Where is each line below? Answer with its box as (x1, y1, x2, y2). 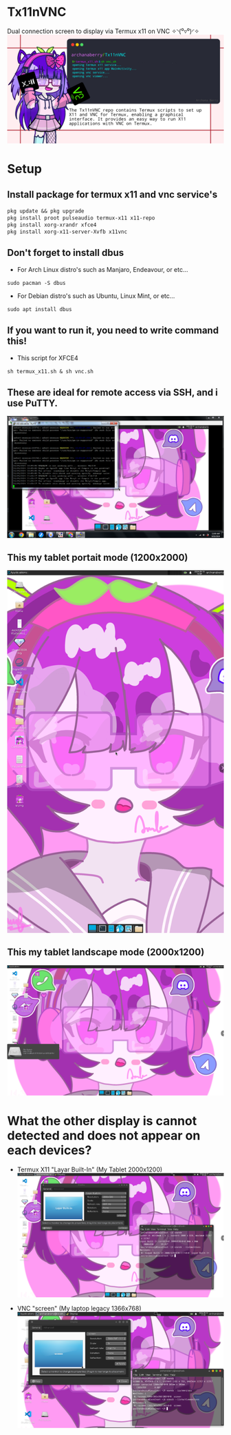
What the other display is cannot (7, 1113, 197, 1129)
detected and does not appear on (7, 1127, 201, 1143)
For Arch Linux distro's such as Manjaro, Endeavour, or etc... (16, 265, 188, 273)
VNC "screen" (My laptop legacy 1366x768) (16, 1304, 142, 1312)
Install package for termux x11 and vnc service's (7, 188, 218, 200)
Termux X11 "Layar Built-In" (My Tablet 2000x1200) (16, 1165, 163, 1174)
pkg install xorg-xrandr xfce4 (7, 221, 97, 228)
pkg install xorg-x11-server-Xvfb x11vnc (7, 228, 128, 235)
